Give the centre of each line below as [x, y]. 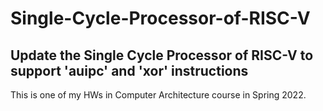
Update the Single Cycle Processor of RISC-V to [162, 55]
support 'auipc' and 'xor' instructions [129, 70]
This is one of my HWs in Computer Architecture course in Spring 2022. [158, 95]
